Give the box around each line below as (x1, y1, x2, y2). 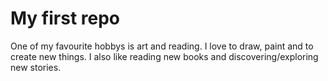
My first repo (10, 7, 121, 30)
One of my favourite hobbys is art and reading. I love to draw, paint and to (10, 40, 314, 52)
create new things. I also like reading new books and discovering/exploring (10, 50, 319, 62)
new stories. (10, 61, 62, 73)
